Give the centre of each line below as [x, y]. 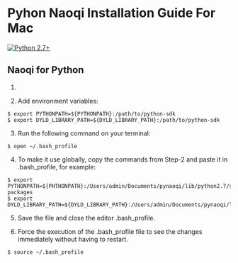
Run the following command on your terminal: [84, 133]
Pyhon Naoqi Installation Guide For [112, 13]
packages [20, 192]
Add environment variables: [58, 101]
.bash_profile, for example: [57, 167]
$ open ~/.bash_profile [42, 146]
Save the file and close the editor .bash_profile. [86, 218]
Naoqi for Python [46, 70]
